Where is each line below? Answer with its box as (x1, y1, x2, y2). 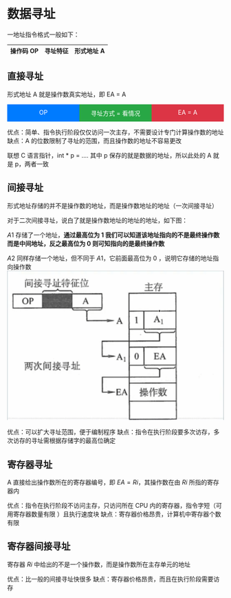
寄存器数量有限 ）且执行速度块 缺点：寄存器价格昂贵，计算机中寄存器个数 (12, 510, 221, 518)
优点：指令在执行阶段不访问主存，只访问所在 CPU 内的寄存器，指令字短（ (7, 501, 217, 509)
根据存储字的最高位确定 (49, 436, 115, 445)
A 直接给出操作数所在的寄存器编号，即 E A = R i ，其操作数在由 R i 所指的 (7, 478, 208, 486)
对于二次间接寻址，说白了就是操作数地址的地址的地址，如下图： (7, 216, 188, 224)
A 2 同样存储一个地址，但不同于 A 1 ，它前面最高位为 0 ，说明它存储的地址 (7, 254, 213, 262)
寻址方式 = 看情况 (90, 109, 141, 117)
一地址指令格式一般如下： (7, 30, 80, 39)
